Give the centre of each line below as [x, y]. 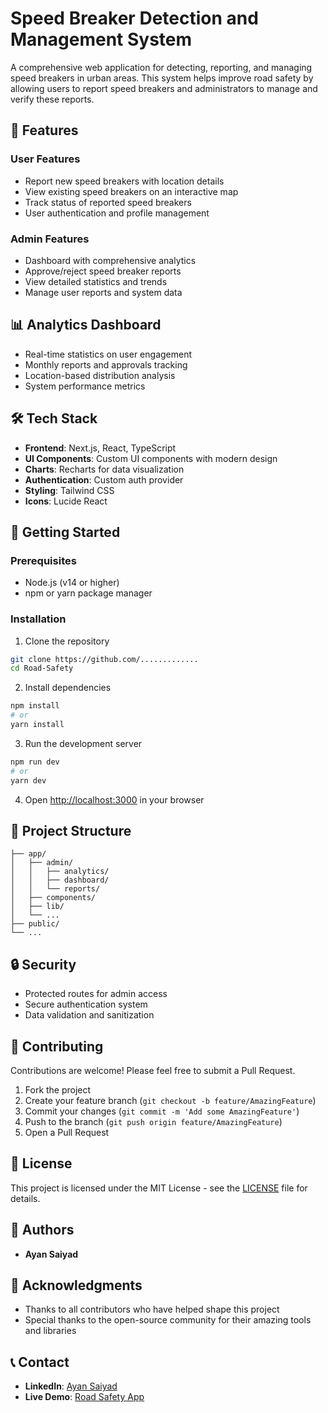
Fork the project [58, 1089]
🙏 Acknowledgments [76, 1285]
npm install [35, 706]
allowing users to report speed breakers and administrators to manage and [164, 88]
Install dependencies [68, 688]
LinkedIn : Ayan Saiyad [71, 1386]
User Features [45, 159]
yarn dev [28, 780]
